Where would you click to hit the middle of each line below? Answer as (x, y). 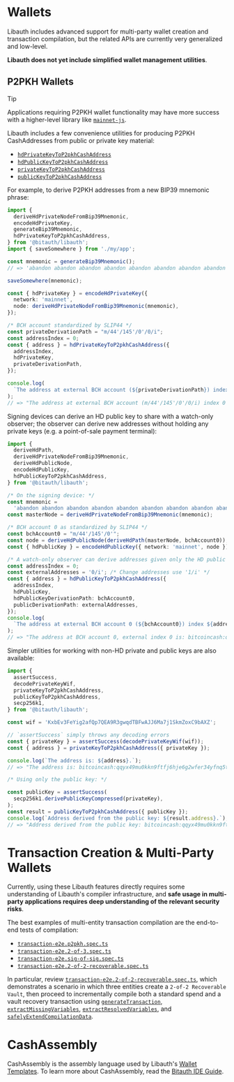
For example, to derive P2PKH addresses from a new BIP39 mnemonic (109, 190)
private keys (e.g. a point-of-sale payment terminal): (82, 431)
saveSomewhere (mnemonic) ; (45, 281)
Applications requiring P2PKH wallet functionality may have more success (113, 112)
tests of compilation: (49, 930)
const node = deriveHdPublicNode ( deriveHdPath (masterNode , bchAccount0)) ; (118, 540)
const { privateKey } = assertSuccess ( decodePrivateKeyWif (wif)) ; (106, 741)
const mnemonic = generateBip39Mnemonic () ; (71, 261)
